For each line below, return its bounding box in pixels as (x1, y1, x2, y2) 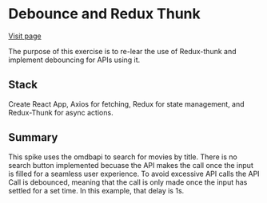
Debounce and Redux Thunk (8, 5, 201, 23)
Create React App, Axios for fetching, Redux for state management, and (8, 99, 245, 108)
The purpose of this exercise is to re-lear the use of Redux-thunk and (8, 46, 237, 56)
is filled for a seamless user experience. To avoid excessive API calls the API (8, 169, 260, 178)
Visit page (8, 31, 42, 41)
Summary (8, 131, 58, 144)
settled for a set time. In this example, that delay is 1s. (8, 185, 185, 195)
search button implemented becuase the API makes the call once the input (8, 160, 253, 170)
